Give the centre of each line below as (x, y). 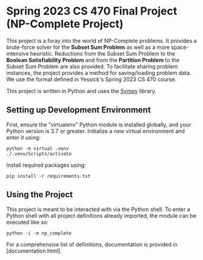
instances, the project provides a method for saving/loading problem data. (99, 73)
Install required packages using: (46, 165)
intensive (18, 53)
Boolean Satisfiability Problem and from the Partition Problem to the (93, 60)
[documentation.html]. (34, 251)
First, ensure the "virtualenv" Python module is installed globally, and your (99, 125)
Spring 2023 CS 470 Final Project (92, 11)
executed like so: (27, 222)
